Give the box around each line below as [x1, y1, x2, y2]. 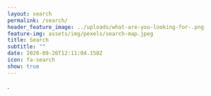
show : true [7, 63, 40, 70]
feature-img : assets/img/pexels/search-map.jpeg [7, 30, 154, 37]
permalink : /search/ [7, 17, 69, 24]
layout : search [7, 10, 52, 18]
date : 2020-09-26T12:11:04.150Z [7, 50, 103, 57]
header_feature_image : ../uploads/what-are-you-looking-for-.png [7, 23, 204, 30]
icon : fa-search [7, 56, 55, 64]
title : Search [7, 37, 50, 44]
